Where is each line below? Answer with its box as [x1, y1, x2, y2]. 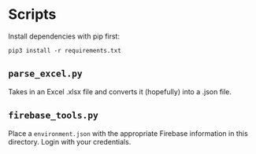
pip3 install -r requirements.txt [8, 46, 122, 54]
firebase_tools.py [8, 110, 98, 121]
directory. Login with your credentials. [8, 137, 132, 146]
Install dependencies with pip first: [8, 31, 121, 41]
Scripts [8, 5, 57, 24]
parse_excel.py [8, 68, 83, 79]
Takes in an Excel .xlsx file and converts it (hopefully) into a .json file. [8, 86, 232, 96]
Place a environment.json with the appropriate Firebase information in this [8, 128, 248, 138]
